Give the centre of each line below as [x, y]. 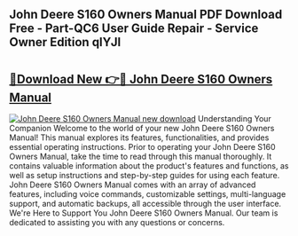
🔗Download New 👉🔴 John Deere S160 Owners [141, 79]
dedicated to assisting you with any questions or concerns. [117, 222]
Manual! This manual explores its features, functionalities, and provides [139, 138]
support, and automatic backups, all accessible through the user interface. [145, 204]
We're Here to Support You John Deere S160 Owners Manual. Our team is [144, 213]
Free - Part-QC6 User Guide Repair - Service [134, 29]
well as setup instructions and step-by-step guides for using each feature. [145, 175]
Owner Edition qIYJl [65, 42]
